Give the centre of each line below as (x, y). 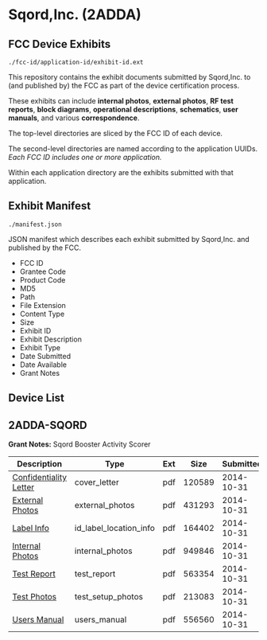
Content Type (42, 314)
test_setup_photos (108, 597)
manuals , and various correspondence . (74, 118)
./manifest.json (35, 224)
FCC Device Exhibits (60, 44)
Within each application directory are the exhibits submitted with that (121, 172)
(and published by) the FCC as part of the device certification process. (124, 86)
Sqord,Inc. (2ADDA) (75, 15)
